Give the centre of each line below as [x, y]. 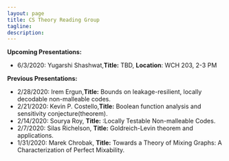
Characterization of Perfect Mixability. [71, 150]
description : [26, 33]
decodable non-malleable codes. [64, 99]
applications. [35, 136]
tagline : [20, 26]
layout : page [26, 13]
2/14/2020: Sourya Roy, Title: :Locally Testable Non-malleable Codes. [116, 121]
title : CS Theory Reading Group [53, 20]
